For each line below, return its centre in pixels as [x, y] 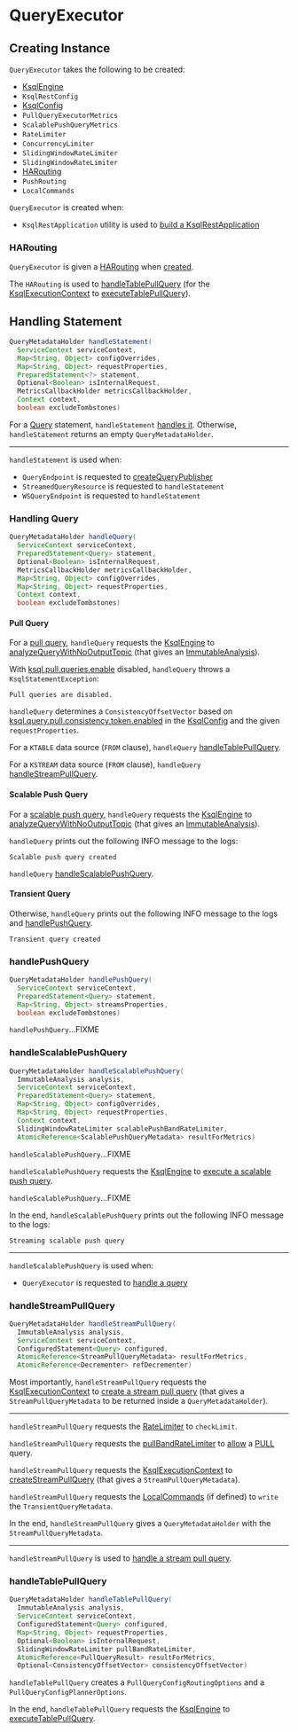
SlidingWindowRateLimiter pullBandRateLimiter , [107, 1649]
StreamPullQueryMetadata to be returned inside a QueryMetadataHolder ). [139, 1401]
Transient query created [55, 939]
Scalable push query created [63, 857]
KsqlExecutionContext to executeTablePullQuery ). [100, 294]
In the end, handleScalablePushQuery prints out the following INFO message [146, 1215]
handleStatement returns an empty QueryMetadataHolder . [112, 434]
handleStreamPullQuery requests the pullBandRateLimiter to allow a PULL [142, 1444]
